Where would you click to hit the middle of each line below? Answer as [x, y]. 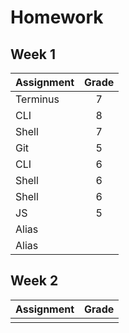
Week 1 [33, 54]
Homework [57, 17]
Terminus [37, 99]
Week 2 [34, 281]
